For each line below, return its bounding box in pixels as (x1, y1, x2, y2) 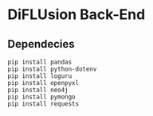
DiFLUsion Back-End (7, 6, 146, 24)
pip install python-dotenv (7, 65, 97, 73)
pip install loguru (7, 72, 73, 80)
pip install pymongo (7, 93, 76, 101)
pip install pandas (7, 58, 73, 66)
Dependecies (7, 37, 75, 51)
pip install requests (7, 100, 80, 108)
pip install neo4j (7, 86, 69, 94)
